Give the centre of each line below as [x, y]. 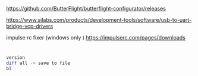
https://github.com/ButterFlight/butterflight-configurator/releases [86, 9]
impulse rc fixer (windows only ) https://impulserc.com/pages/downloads [96, 37]
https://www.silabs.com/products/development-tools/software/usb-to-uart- [99, 20]
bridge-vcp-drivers [30, 26]
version [16, 58]
